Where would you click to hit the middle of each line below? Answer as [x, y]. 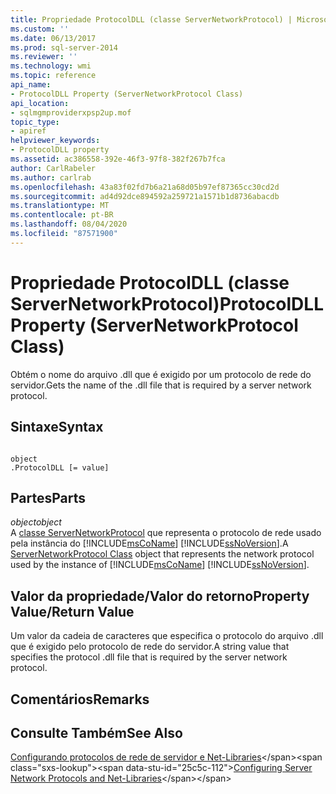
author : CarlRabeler [53, 168]
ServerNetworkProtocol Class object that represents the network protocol [162, 554]
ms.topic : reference [53, 76]
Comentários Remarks [80, 699]
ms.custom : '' [40, 29]
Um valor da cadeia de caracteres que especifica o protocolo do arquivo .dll [167, 636]
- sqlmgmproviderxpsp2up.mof [71, 112]
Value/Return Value [72, 611]
